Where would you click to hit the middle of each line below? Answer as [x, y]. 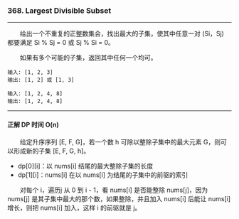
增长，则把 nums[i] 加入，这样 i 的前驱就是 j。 [74, 208]
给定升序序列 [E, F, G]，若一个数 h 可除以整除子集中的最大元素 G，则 [121, 141]
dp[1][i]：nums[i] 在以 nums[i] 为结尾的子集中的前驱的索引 [103, 175]
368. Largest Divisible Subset [59, 11]
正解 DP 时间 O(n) [33, 124]
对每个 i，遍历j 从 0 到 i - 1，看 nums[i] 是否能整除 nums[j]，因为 [114, 190]
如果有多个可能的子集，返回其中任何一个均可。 [89, 58]
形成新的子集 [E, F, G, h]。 [52, 151]
